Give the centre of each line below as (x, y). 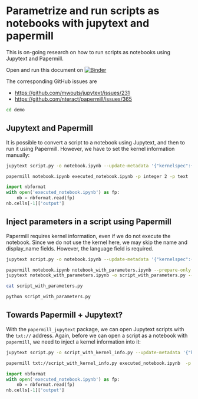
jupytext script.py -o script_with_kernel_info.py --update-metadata (93, 352)
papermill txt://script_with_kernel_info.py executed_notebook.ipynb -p (99, 363)
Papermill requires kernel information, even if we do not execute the (88, 236)
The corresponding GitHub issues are (52, 81)
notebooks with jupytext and (78, 23)
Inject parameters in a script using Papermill (89, 222)
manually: (18, 155)
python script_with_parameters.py (49, 297)
